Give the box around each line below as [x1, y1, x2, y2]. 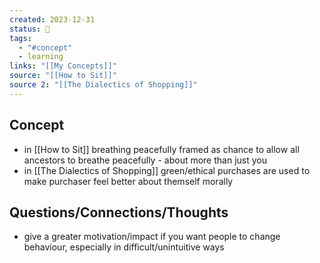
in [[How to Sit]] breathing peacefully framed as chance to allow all [23, 143, 300, 155]
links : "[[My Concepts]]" [9, 61, 117, 71]
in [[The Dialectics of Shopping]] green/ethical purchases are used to [23, 164, 311, 176]
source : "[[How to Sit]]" [9, 71, 117, 81]
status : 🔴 [9, 24, 51, 34]
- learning [18, 52, 64, 62]
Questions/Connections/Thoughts [9, 204, 229, 221]
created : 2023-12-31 [9, 14, 96, 25]
